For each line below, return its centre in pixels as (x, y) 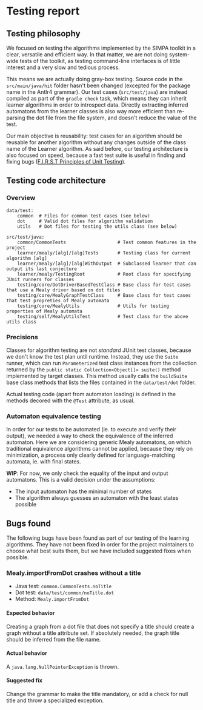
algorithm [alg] (27, 258)
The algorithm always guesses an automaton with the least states (97, 498)
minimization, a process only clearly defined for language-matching (91, 455)
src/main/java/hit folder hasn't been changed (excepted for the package (98, 85)
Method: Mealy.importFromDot (52, 599)
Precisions (22, 337)
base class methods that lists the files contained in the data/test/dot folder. (101, 382)
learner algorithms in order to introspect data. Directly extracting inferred (97, 105)
